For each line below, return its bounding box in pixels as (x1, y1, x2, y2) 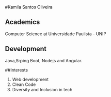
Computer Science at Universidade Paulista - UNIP (5, 31, 107, 37)
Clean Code (12, 82, 36, 87)
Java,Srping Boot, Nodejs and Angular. (5, 57, 82, 63)
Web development (12, 76, 49, 82)
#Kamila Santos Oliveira (5, 4, 53, 10)
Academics (5, 18, 40, 26)
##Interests (5, 67, 28, 73)
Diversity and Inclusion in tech (12, 86, 73, 92)
